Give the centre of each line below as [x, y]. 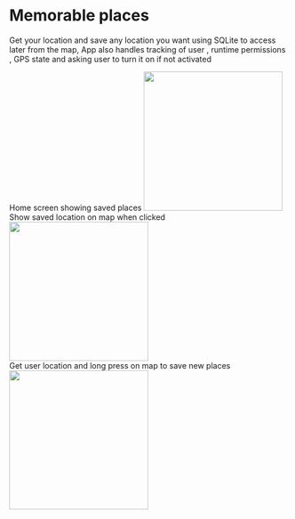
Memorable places [79, 16]
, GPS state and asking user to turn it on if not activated [110, 59]
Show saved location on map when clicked [88, 217]
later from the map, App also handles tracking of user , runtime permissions [147, 49]
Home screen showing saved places [76, 207]
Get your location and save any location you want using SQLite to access [143, 40]
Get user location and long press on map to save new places [120, 365]
